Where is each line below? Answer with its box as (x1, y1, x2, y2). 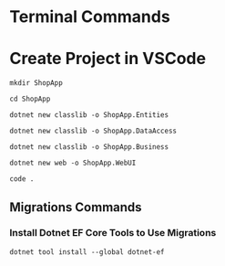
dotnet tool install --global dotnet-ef (9, 247, 166, 257)
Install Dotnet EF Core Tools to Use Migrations (9, 227, 217, 239)
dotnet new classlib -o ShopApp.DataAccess (9, 126, 178, 136)
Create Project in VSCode (9, 48, 207, 69)
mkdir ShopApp (9, 79, 64, 88)
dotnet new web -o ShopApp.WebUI (9, 158, 137, 168)
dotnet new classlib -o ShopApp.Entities (9, 111, 169, 120)
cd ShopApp (9, 94, 51, 104)
